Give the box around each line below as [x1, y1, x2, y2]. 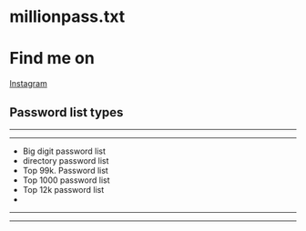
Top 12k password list [22, 184, 105, 195]
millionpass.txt [9, 6, 126, 27]
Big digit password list [22, 146, 107, 156]
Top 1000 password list [22, 175, 111, 186]
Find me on [9, 48, 96, 69]
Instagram [9, 78, 47, 89]
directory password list [22, 155, 109, 166]
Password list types [9, 105, 124, 120]
